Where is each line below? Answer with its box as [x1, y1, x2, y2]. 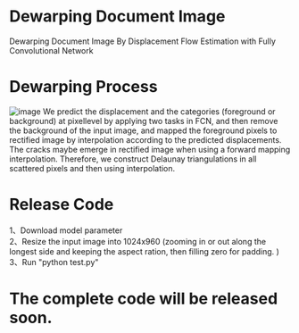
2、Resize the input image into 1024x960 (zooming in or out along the [9, 236, 266, 246]
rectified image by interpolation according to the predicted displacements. [9, 134, 282, 145]
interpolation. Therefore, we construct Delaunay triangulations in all [9, 154, 257, 164]
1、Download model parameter [9, 225, 123, 236]
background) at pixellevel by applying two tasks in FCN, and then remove [9, 115, 278, 126]
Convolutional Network [9, 45, 94, 55]
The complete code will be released [9, 288, 278, 309]
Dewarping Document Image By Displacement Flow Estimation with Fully [9, 36, 277, 46]
